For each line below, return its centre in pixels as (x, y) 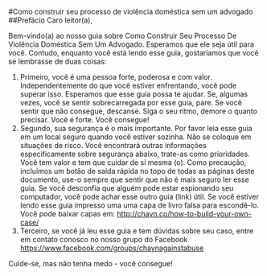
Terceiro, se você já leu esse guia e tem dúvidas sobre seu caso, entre (137, 231)
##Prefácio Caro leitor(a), (51, 20)
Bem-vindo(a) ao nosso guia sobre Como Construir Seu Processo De (123, 36)
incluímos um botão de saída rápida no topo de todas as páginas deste (137, 171)
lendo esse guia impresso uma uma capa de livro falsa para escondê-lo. (140, 205)
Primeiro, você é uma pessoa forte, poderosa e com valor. (116, 77)
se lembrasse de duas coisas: (58, 61)
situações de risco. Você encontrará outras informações (113, 145)
